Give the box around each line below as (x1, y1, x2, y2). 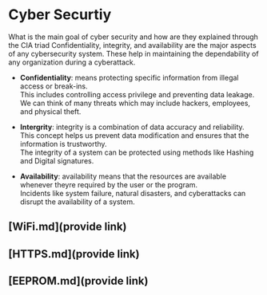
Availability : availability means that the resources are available (19, 171, 226, 181)
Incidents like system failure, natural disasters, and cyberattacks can (19, 188, 246, 198)
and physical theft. (19, 106, 82, 116)
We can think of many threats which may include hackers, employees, (19, 98, 250, 108)
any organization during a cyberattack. (8, 57, 136, 67)
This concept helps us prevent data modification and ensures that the (19, 130, 249, 140)
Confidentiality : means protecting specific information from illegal (19, 73, 239, 82)
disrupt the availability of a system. (19, 197, 135, 206)
